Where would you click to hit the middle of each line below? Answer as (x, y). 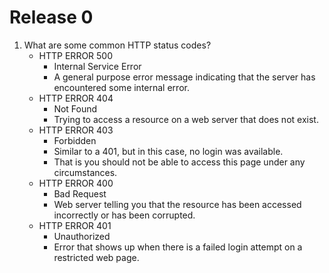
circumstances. (85, 172)
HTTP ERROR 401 (75, 225)
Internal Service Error (97, 66)
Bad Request (80, 193)
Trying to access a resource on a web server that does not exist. (186, 119)
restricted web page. (96, 257)
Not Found (75, 108)
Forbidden (75, 140)
